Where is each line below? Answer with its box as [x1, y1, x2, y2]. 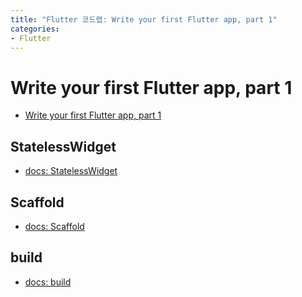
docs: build [24, 276, 72, 288]
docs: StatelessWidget [24, 165, 118, 177]
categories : [10, 24, 60, 34]
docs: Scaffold [24, 220, 85, 232]
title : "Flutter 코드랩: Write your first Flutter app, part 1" [10, 14, 278, 25]
